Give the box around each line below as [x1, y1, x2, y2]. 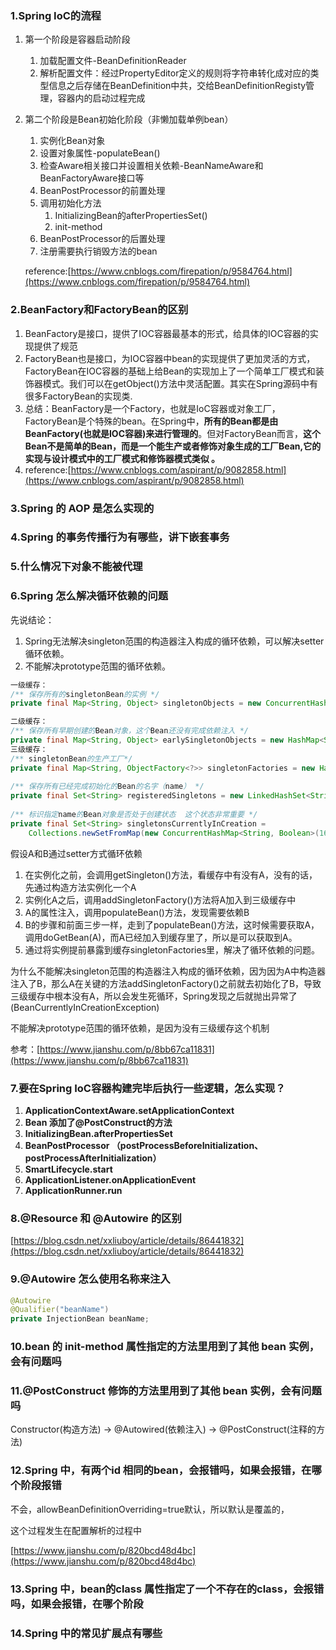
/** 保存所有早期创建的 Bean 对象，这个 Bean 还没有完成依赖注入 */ [10, 726, 249, 736]
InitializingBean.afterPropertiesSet [24, 1127, 173, 1139]
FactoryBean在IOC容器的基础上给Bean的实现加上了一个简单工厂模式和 [24, 365, 316, 377]
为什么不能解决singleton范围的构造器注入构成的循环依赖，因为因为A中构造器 [10, 965, 326, 977]
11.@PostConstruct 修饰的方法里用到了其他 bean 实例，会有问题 [10, 1384, 322, 1398]
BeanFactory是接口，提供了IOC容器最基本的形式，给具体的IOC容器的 [24, 327, 310, 339]
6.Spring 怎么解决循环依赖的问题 [10, 589, 169, 603]
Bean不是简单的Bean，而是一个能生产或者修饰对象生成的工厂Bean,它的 [24, 440, 322, 452]
